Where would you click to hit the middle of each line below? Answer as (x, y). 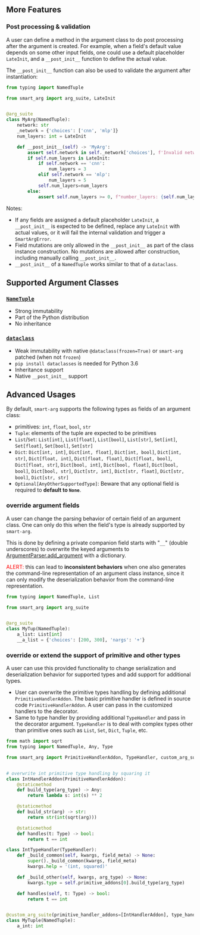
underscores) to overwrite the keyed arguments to (68, 549)
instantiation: (22, 76)
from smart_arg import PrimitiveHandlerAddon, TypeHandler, (82, 757)
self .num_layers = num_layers (73, 186)
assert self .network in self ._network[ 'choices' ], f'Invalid (105, 152)
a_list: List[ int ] (40, 634)
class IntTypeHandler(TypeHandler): (51, 850)
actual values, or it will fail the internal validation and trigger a (90, 232)
